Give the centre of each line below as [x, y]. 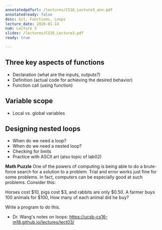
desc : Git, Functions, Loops [35, 19]
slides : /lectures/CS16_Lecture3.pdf [44, 33]
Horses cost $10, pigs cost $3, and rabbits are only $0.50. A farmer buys [80, 192]
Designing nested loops [43, 129]
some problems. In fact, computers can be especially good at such [74, 177]
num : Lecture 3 [21, 29]
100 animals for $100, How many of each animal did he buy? [67, 197]
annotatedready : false [29, 15]
